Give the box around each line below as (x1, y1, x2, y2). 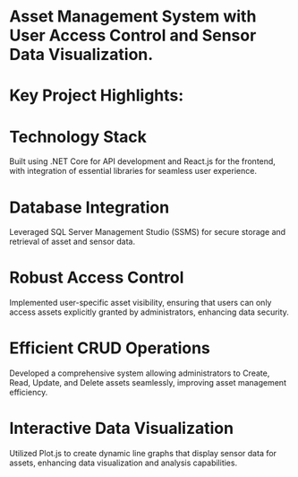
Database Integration (9, 197, 170, 217)
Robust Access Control (9, 267, 184, 288)
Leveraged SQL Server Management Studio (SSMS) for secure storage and (9, 227, 286, 238)
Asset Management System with (9, 6, 257, 27)
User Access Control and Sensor (9, 25, 257, 46)
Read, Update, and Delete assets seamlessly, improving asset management (9, 377, 286, 388)
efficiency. (9, 387, 48, 398)
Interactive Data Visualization (9, 419, 234, 438)
